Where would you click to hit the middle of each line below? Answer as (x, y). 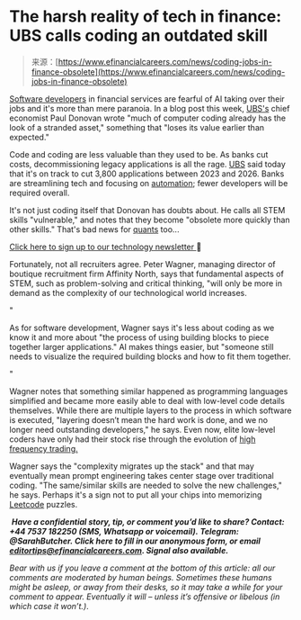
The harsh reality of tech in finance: (146, 17)
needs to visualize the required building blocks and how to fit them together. (150, 356)
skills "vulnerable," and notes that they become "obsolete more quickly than (150, 220)
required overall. (40, 193)
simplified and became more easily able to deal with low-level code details (147, 400)
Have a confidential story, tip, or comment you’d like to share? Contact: (148, 521)
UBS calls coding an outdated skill (138, 36)
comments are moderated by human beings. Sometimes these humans (141, 577)
